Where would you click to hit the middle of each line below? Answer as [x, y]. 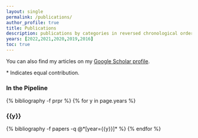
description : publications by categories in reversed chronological [92, 34]
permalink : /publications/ [39, 17]
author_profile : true [33, 22]
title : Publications [32, 28]
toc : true [18, 45]
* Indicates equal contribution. [43, 73]
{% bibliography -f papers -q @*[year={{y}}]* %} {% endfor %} [84, 129]
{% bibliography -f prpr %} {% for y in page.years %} [71, 101]
